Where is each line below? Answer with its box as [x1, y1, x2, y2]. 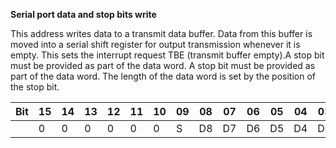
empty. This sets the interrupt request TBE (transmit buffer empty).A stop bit [10, 49, 325, 61]
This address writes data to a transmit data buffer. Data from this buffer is [10, 28, 313, 39]
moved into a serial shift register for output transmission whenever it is [10, 39, 301, 50]
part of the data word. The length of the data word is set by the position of [10, 70, 316, 82]
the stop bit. [10, 81, 60, 93]
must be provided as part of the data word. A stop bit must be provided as [10, 60, 316, 71]
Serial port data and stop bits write [10, 9, 157, 20]
